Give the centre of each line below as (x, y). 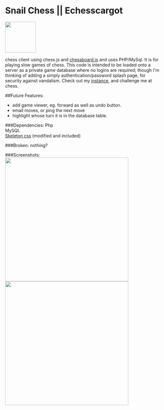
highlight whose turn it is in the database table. (60, 115)
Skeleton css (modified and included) (43, 136)
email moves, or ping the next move (49, 110)
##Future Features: (25, 95)
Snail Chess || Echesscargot (64, 11)
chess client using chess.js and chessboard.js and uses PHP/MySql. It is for (82, 59)
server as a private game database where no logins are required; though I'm (82, 70)
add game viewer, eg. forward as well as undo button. (67, 105)
